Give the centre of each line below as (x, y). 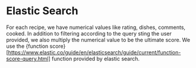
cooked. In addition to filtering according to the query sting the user (89, 33)
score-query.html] (28, 59)
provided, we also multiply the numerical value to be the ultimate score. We (98, 40)
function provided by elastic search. (96, 59)
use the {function (27, 46)
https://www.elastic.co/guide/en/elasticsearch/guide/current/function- (94, 52)
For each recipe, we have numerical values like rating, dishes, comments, (96, 27)
